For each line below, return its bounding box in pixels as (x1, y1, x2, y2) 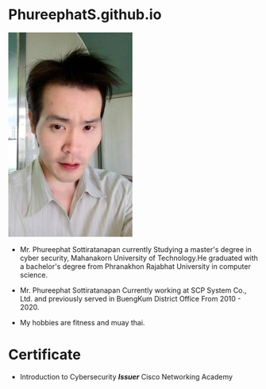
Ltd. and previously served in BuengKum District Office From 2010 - (19, 294, 241, 303)
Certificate (8, 346, 81, 364)
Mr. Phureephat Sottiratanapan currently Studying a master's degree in (19, 244, 252, 254)
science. (19, 270, 48, 279)
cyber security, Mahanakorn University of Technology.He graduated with (19, 253, 258, 263)
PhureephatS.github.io (8, 6, 162, 24)
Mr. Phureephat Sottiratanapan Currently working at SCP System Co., (19, 285, 247, 295)
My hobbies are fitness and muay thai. (19, 317, 145, 327)
